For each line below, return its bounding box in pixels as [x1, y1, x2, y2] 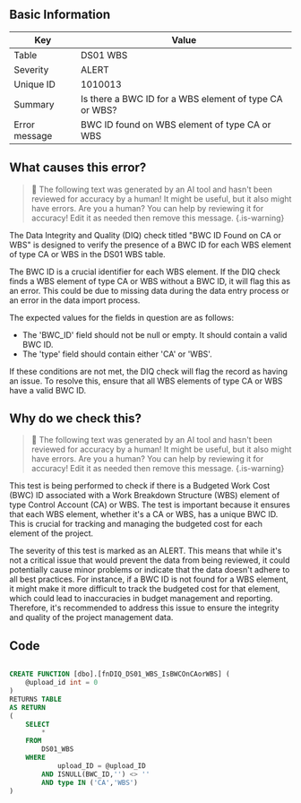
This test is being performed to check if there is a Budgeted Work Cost [9, 480, 271, 491]
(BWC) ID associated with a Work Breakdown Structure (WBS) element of [9, 490, 280, 501]
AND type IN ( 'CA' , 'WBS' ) [41, 778, 139, 787]
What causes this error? [9, 160, 147, 176]
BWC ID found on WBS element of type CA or [80, 118, 271, 131]
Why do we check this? [9, 411, 142, 427]
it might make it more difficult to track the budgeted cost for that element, [9, 583, 280, 594]
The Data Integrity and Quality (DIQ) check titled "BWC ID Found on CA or [9, 229, 282, 240]
